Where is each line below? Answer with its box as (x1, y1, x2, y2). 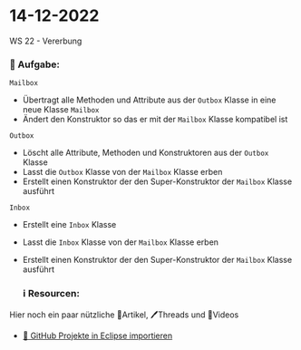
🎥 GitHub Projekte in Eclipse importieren (22, 330, 173, 341)
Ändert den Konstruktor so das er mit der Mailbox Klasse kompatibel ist (22, 114, 288, 125)
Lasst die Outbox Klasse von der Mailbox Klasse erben (22, 167, 223, 178)
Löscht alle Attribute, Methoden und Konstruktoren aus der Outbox (22, 147, 269, 159)
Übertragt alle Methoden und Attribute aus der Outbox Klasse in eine (22, 94, 277, 105)
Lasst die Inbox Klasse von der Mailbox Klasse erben (22, 237, 219, 248)
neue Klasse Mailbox (22, 104, 100, 115)
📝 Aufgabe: (9, 58, 61, 71)
